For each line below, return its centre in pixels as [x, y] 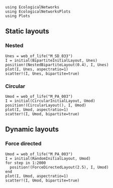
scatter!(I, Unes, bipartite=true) [42, 73]
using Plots [18, 16]
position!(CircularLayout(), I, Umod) [46, 105]
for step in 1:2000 [26, 163]
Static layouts [27, 31]
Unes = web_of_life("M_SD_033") [39, 56]
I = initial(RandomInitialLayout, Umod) [48, 158]
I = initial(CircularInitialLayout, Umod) [50, 101]
